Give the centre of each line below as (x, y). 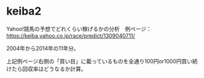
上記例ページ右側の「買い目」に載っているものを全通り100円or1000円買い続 (102, 61)
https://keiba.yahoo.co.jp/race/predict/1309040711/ (71, 35)
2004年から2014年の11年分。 (43, 48)
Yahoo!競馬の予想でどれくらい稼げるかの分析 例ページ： (79, 29)
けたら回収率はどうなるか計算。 (46, 69)
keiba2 (24, 11)
